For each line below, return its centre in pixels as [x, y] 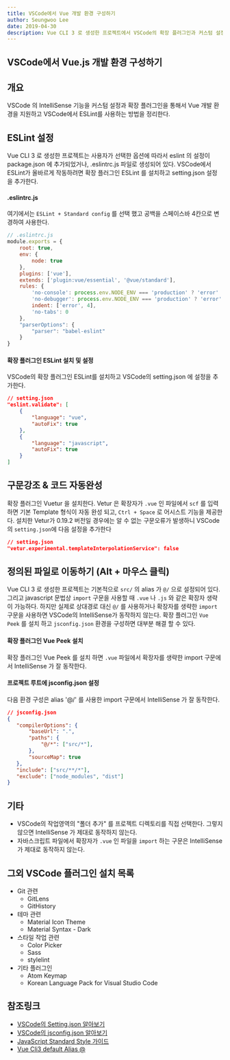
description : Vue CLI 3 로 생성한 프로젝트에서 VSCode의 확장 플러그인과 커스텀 [110, 33]
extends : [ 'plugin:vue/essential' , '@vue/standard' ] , [98, 280]
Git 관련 [27, 891]
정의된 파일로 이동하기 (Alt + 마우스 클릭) [88, 572]
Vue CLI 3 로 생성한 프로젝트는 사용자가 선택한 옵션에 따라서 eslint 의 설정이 [108, 156]
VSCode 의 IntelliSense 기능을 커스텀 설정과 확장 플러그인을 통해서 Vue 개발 [110, 105]
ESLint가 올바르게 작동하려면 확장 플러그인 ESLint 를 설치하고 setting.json [106, 173]
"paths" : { [44, 738]
